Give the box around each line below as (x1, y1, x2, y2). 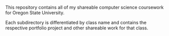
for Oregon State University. (5, 10, 65, 16)
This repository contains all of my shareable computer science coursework (5, 5, 164, 10)
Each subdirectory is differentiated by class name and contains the (5, 20, 147, 25)
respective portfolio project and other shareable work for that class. (5, 25, 148, 31)
